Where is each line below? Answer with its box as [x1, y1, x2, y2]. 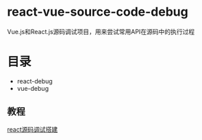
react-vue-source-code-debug [7, 4, 188, 20]
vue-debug [16, 84, 49, 92]
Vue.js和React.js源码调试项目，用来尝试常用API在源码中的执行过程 [7, 27, 195, 36]
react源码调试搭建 [7, 125, 58, 133]
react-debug [16, 76, 53, 85]
